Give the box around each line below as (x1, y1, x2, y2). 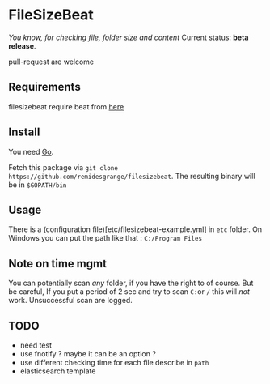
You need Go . (8, 147, 54, 156)
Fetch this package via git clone (8, 162, 119, 172)
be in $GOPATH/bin (8, 180, 67, 190)
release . (8, 41, 36, 50)
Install (8, 126, 40, 139)
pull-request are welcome (8, 57, 95, 66)
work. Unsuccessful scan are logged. (8, 296, 133, 305)
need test (19, 340, 53, 350)
